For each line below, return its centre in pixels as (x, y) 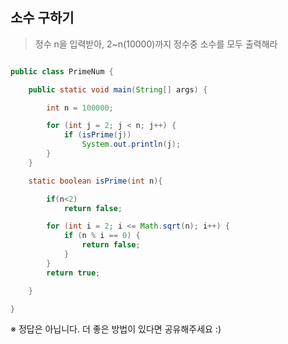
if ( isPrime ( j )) (97, 135)
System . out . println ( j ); (131, 144)
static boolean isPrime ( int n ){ (95, 181)
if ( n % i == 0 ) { (102, 236)
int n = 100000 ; (80, 108)
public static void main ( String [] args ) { (118, 89)
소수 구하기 (42, 18)
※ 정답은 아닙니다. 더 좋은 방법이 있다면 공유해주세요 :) (116, 329)
